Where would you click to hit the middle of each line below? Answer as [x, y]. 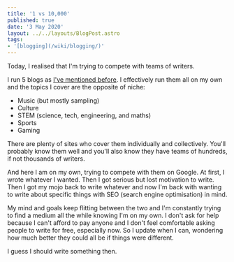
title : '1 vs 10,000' [39, 14]
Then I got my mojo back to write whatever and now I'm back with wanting [115, 187]
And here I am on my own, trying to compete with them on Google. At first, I [116, 172]
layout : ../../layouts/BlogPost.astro [64, 33]
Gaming [29, 130]
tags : [15, 40]
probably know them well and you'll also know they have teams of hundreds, [117, 151]
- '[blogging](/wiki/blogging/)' [56, 46]
